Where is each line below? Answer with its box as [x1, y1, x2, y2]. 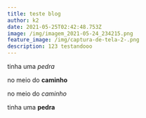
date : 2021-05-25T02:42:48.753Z [7, 23, 102, 30]
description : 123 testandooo [7, 43, 93, 50]
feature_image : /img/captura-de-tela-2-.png [7, 37, 140, 44]
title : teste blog [7, 10, 61, 18]
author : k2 [7, 17, 39, 24]
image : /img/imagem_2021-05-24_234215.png [7, 29, 133, 37]
